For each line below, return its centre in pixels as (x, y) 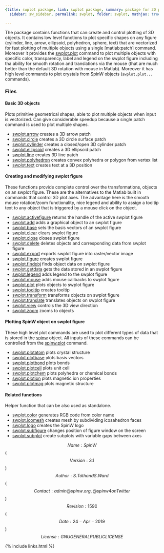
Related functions (24, 395)
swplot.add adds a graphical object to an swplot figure (67, 222)
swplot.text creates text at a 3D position (52, 165)
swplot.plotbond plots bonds (41, 363)
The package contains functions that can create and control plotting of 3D (80, 32)
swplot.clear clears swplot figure (45, 233)
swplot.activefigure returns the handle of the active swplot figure (77, 217)
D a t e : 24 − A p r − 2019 (82, 522)
